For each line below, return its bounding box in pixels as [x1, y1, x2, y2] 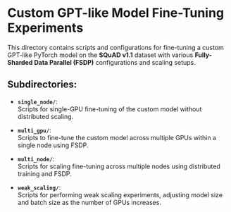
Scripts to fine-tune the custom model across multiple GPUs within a [17, 133, 217, 142]
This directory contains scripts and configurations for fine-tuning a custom [7, 43, 224, 51]
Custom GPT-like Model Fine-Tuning [7, 5, 224, 21]
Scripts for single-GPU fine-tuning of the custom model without [17, 104, 202, 113]
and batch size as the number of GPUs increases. [17, 198, 162, 206]
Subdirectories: [7, 79, 77, 91]
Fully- [194, 51, 213, 59]
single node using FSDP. [17, 141, 89, 149]
